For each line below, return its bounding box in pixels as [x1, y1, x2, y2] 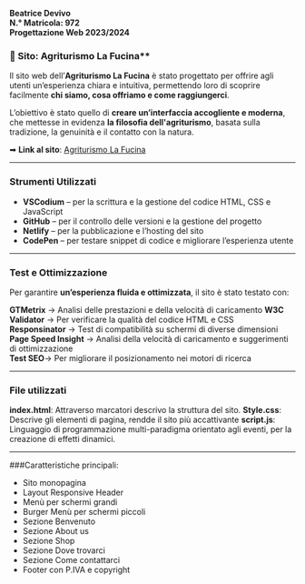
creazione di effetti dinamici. [9, 434, 116, 445]
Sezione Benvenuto [22, 516, 96, 527]
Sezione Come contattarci [22, 555, 121, 566]
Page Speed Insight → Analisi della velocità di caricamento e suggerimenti [9, 333, 289, 344]
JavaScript [22, 206, 64, 216]
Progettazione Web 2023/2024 [9, 27, 130, 37]
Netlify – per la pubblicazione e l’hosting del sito [22, 225, 204, 236]
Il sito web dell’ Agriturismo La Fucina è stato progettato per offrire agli [9, 70, 274, 81]
